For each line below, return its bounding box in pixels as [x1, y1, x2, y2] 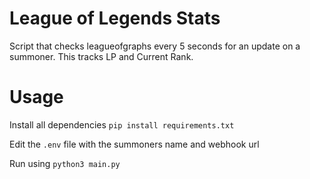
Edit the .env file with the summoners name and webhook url [9, 138, 260, 150]
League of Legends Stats [9, 7, 221, 30]
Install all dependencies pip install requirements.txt [9, 118, 235, 131]
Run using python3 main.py [9, 157, 121, 169]
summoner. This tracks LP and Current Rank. [9, 50, 194, 62]
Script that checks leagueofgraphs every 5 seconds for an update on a [9, 40, 301, 52]
